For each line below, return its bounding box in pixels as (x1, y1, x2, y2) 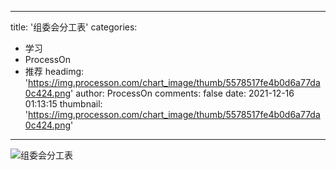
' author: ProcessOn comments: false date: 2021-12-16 (70, 87, 295, 99)
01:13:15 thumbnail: (24, 98, 103, 110)
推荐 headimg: (24, 66, 85, 77)
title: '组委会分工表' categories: (10, 21, 138, 33)
